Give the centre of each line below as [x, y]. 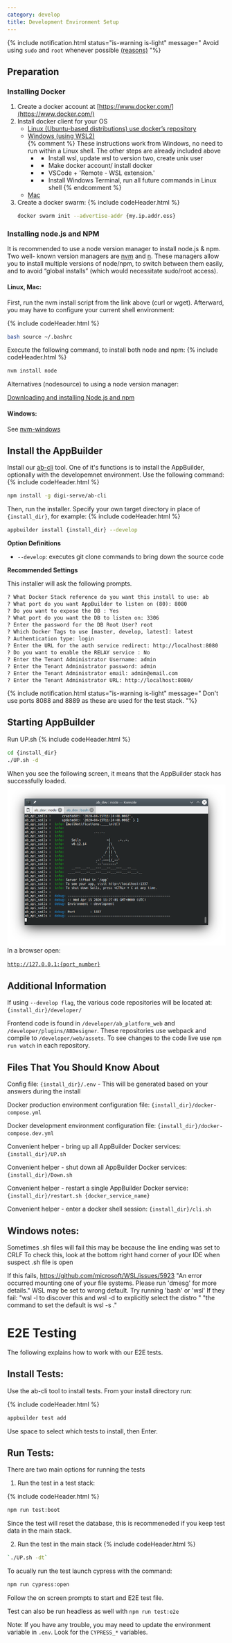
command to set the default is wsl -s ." [62, 1305]
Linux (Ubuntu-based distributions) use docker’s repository [112, 129]
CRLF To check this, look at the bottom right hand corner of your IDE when [114, 1254]
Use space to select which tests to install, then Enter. [82, 1431]
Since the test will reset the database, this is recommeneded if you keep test [116, 1524]
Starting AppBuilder [51, 723]
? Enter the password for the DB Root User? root [80, 625]
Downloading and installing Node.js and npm [71, 398]
